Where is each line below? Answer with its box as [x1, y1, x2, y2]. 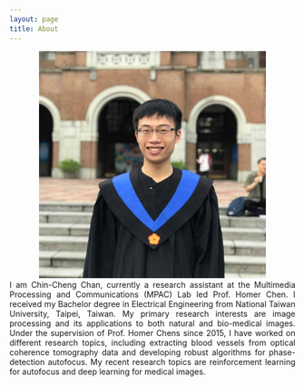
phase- [269, 346, 296, 358]
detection [9, 356, 45, 367]
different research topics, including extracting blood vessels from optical [9, 337, 296, 348]
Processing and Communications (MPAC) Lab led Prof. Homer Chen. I [9, 289, 296, 300]
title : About [9, 24, 59, 34]
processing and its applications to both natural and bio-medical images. [9, 318, 296, 329]
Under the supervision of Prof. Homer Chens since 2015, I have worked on [9, 327, 296, 338]
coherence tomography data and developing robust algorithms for [9, 346, 266, 358]
